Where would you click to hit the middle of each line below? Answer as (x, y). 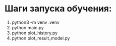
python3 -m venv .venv (36, 22)
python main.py (28, 27)
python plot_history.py (35, 33)
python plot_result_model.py (41, 38)
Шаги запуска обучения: (58, 9)
